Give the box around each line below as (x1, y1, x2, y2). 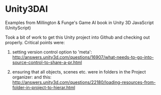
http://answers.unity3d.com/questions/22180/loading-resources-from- (12, 79, 156, 85)
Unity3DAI (5, 3, 48, 15)
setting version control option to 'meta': (12, 49, 92, 55)
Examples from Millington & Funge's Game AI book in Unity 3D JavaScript (5, 20, 154, 25)
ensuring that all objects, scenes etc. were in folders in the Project (12, 69, 146, 74)
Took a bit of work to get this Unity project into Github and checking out (5, 34, 150, 40)
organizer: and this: (12, 74, 52, 80)
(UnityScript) (5, 24, 31, 30)
